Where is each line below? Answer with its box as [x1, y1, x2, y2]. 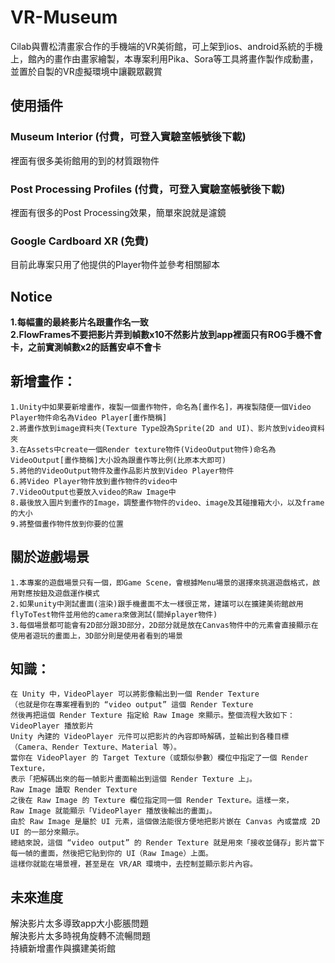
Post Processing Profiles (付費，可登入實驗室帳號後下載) [10, 182, 286, 196]
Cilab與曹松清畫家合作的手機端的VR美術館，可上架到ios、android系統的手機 [10, 40, 323, 52]
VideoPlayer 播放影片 [10, 721, 95, 731]
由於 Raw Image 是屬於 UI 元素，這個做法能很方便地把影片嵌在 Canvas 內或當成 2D [10, 817, 321, 827]
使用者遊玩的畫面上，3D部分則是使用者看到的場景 [10, 631, 183, 641]
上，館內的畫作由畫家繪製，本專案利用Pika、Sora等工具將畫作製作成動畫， [10, 52, 319, 65]
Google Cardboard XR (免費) [10, 234, 150, 248]
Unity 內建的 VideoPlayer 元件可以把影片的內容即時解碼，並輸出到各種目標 [10, 732, 290, 742]
